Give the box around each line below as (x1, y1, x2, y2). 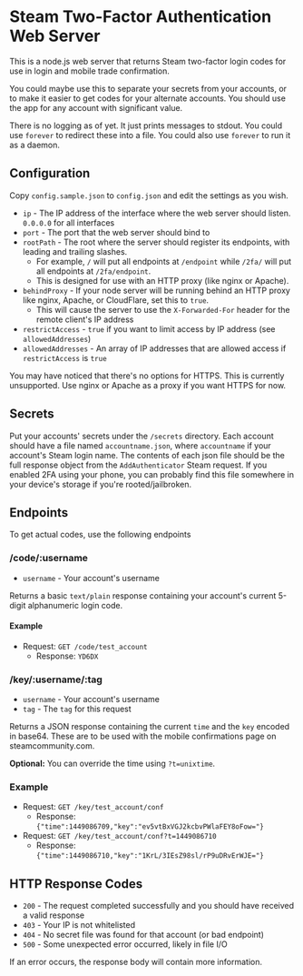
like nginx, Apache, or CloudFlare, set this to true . (22, 294, 210, 306)
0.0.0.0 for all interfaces (22, 216, 115, 228)
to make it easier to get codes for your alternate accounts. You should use (9, 93, 286, 104)
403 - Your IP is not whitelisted (22, 920, 136, 931)
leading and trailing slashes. (22, 246, 128, 257)
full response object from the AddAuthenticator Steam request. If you (9, 459, 268, 470)
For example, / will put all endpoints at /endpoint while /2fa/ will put (35, 256, 292, 267)
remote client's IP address (35, 314, 134, 325)
